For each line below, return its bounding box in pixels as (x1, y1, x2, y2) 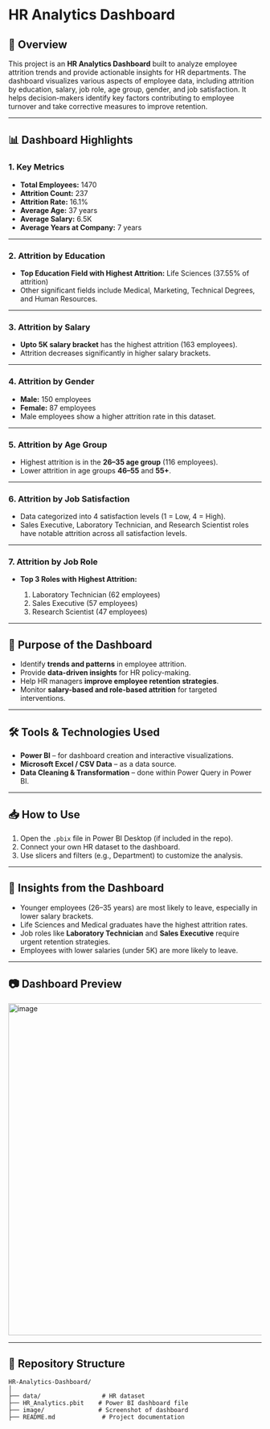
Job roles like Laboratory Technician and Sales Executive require (19, 928, 239, 938)
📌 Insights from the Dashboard (8, 882, 165, 895)
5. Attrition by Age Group (8, 439, 108, 450)
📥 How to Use (8, 808, 80, 821)
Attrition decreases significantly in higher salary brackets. (19, 348, 211, 358)
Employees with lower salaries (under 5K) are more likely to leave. (19, 945, 239, 955)
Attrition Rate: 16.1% (19, 197, 88, 207)
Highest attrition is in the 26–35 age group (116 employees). (19, 457, 219, 467)
